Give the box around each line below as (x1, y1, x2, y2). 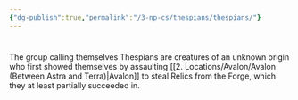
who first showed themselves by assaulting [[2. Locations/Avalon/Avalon (9, 61, 277, 71)
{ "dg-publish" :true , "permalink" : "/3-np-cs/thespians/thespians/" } (9, 12, 261, 22)
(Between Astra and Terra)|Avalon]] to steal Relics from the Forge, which (9, 71, 277, 81)
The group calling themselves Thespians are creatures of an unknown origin (9, 51, 290, 62)
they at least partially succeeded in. (9, 79, 140, 90)
